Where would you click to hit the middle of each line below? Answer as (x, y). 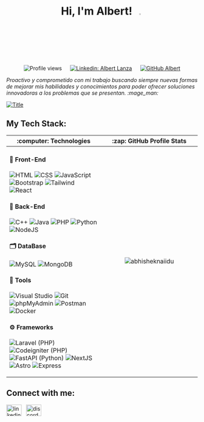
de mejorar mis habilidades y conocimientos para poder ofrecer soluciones (101, 86)
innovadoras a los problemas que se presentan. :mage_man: (83, 93)
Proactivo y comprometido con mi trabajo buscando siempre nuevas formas (102, 80)
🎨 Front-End (28, 160)
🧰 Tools (20, 281)
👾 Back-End (27, 206)
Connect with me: (41, 393)
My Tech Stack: (36, 124)
